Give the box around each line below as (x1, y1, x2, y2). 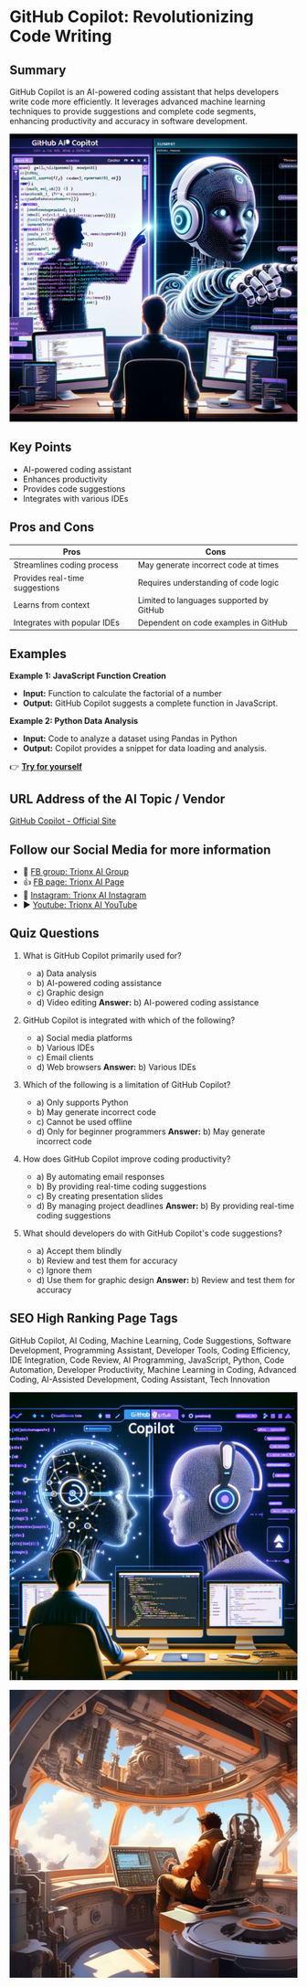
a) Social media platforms (36, 1032, 133, 1043)
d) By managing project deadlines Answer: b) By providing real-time (36, 1200, 295, 1211)
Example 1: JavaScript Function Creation (9, 670, 166, 682)
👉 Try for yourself (9, 761, 82, 772)
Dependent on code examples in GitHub (137, 617, 288, 628)
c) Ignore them (36, 1264, 92, 1276)
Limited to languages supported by (137, 594, 270, 605)
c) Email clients (36, 1051, 94, 1062)
